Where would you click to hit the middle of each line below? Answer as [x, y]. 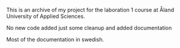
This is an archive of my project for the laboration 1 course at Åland [90, 10]
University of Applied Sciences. [46, 16]
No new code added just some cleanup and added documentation [89, 28]
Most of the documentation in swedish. [55, 39]
